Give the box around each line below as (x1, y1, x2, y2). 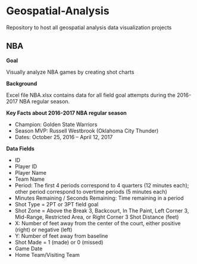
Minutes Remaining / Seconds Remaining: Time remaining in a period (14, 194, 184, 202)
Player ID (14, 162, 37, 170)
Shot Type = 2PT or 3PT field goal (14, 200, 99, 208)
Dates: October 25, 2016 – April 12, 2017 (14, 133, 113, 140)
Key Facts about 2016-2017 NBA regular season (6, 109, 127, 117)
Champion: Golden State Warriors (14, 121, 98, 128)
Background (6, 80, 37, 87)
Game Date (14, 245, 43, 252)
